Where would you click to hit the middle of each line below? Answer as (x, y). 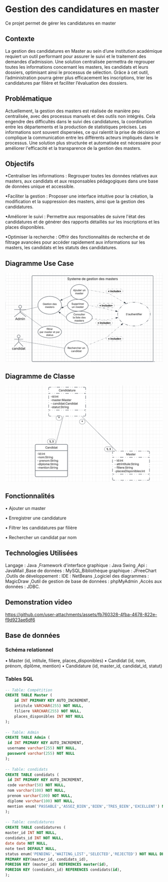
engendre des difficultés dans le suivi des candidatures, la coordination (79, 121)
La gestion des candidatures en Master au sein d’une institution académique (84, 51)
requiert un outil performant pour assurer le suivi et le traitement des (76, 56)
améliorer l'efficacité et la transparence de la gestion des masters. (73, 148)
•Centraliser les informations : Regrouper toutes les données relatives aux (81, 176)
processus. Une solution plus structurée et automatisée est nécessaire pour (83, 143)
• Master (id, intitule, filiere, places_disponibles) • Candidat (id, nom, (76, 661)
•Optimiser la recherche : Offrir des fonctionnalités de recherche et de (77, 237)
